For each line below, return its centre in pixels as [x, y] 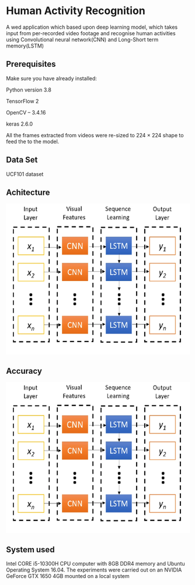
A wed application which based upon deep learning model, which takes [92, 27]
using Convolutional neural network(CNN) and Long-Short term [82, 39]
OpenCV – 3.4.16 [26, 112]
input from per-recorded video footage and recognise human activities [91, 33]
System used [30, 550]
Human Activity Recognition [76, 11]
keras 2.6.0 [20, 124]
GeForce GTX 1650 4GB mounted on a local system [68, 576]
